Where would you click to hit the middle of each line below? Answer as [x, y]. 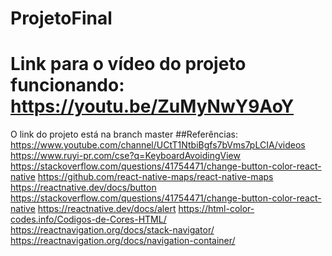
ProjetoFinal [61, 18]
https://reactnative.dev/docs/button [83, 188]
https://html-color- [216, 209]
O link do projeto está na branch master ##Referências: [124, 134]
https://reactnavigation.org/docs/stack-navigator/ [112, 230]
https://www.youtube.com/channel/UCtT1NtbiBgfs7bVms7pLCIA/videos [158, 145]
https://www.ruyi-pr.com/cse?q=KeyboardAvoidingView [125, 156]
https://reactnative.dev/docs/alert [107, 209]
